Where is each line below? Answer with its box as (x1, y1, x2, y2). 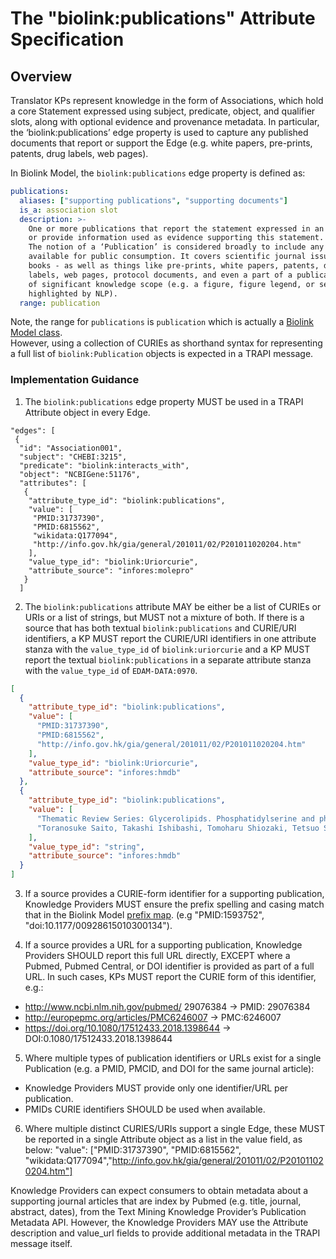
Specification (10, 28, 125, 51)
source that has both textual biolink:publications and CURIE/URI (24, 622, 297, 634)
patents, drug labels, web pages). (10, 148, 149, 159)
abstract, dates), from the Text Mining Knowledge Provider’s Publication (10, 1206, 307, 1218)
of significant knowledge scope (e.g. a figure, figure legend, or (28, 279, 315, 289)
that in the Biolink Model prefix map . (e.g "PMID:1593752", (24, 909, 265, 921)
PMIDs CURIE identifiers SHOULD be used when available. (24, 1103, 266, 1116)
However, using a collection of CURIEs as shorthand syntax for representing (10, 337, 323, 349)
